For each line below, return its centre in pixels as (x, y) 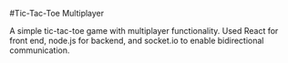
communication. (40, 50)
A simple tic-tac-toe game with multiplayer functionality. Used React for (144, 31)
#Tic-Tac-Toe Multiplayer (57, 13)
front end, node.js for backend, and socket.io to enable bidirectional (137, 41)
